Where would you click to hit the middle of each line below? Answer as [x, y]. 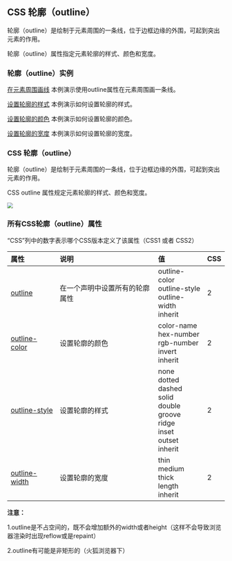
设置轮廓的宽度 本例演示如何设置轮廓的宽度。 [71, 134]
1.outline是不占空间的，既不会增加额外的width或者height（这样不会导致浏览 [114, 527]
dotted [168, 380]
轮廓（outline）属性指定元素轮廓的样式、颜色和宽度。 [84, 53]
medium [171, 469]
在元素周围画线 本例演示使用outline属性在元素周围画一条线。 [93, 90]
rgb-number [178, 342]
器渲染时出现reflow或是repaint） [54, 535]
